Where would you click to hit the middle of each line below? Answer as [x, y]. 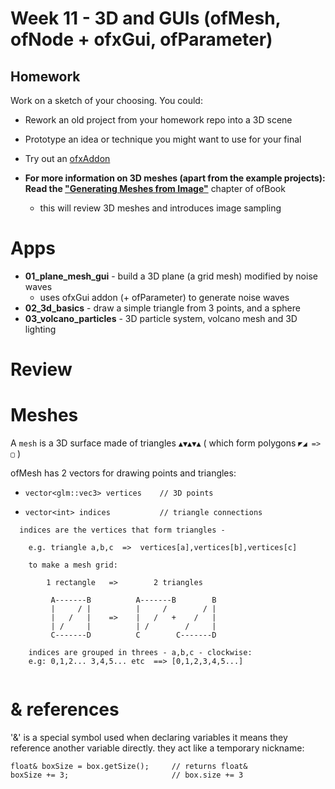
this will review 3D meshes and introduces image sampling [160, 208]
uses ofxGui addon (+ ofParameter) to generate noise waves [164, 297]
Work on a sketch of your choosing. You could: [106, 100]
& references [65, 709]
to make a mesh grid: [73, 565]
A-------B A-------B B [133, 600]
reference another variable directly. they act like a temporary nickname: [157, 748]
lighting [40, 329]
